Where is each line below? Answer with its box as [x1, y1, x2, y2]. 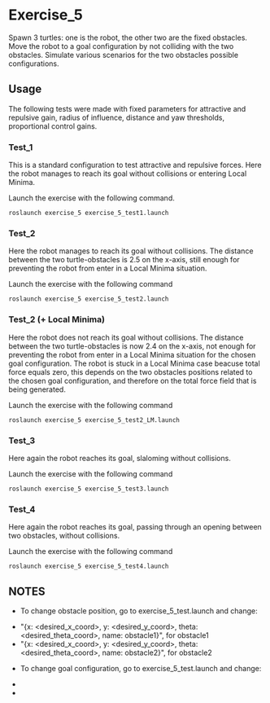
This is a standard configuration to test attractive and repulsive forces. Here [8, 160, 262, 170]
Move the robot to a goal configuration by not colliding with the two [8, 41, 234, 51]
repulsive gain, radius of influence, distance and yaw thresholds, [8, 112, 225, 122]
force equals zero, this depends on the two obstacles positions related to [8, 367, 253, 376]
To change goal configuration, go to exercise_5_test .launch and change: [20, 664, 262, 674]
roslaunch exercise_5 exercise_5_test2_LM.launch [8, 415, 181, 424]
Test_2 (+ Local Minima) [8, 314, 106, 325]
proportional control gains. [8, 121, 98, 131]
